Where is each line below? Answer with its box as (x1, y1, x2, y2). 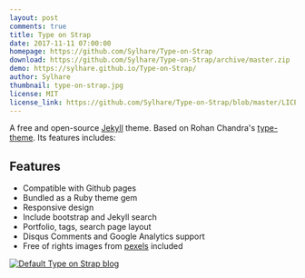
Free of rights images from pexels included (22, 241, 183, 252)
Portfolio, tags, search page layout (22, 222, 152, 233)
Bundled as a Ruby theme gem (22, 193, 138, 204)
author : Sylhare (9, 73, 71, 82)
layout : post (9, 13, 59, 23)
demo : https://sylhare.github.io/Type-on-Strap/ (9, 65, 197, 74)
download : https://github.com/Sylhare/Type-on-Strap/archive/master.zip (9, 55, 290, 65)
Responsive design (22, 202, 94, 213)
